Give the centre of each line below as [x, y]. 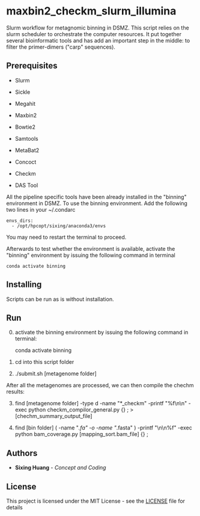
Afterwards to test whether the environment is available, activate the [91, 248]
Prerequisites [32, 66]
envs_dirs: [20, 221]
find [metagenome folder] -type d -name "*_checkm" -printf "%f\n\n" [101, 404]
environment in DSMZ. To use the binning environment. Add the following [97, 203]
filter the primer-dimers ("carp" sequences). [61, 47]
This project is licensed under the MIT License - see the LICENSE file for [95, 501]
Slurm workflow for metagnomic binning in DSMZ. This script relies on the [98, 28]
